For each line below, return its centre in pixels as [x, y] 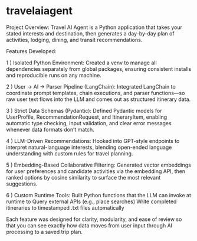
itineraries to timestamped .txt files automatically [65, 207]
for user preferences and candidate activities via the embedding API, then [96, 171]
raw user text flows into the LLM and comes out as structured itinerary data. [98, 99]
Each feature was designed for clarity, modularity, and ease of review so [94, 219]
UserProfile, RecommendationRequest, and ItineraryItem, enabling [87, 117]
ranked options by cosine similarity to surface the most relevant [83, 177]
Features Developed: [32, 51]
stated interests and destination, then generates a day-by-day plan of [91, 33]
